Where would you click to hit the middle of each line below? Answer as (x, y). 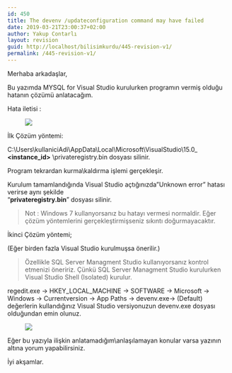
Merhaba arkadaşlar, (37, 73)
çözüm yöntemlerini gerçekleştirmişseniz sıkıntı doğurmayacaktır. (120, 221)
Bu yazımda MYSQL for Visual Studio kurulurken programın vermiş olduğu (115, 87)
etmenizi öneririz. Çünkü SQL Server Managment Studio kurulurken (123, 269)
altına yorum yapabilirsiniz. (46, 347)
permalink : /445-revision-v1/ (52, 54)
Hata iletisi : (24, 108)
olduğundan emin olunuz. (44, 313)
